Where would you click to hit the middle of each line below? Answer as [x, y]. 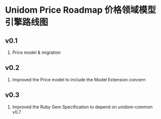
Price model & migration [36, 52]
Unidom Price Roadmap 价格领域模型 [81, 10]
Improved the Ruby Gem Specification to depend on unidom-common [82, 107]
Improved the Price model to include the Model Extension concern [79, 79]
